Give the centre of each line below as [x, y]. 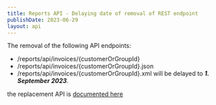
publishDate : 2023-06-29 [43, 20]
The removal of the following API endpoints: [69, 46]
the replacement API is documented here [65, 94]
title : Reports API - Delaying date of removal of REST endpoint [102, 13]
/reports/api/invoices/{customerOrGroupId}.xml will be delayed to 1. [113, 73]
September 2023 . [43, 81]
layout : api [24, 26]
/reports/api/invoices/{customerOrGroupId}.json [85, 67]
